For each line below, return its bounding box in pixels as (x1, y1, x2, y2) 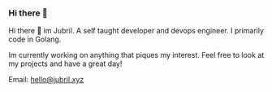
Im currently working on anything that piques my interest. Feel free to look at (8, 50, 265, 60)
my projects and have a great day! (8, 59, 123, 68)
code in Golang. (8, 34, 62, 44)
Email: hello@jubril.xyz (8, 75, 84, 85)
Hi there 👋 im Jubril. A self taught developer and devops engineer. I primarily (8, 26, 265, 36)
